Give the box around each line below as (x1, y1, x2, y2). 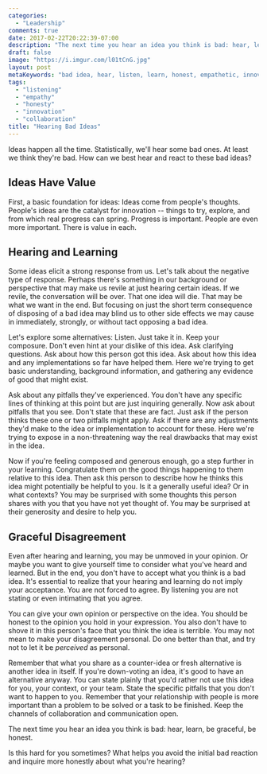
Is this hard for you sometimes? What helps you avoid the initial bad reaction (8, 749, 258, 758)
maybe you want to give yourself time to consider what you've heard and (8, 560, 248, 570)
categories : (8, 11, 48, 20)
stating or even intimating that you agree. (8, 593, 143, 603)
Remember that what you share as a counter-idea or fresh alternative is (8, 658, 242, 668)
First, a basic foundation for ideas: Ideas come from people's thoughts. (8, 196, 241, 207)
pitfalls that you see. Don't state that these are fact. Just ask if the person (8, 407, 249, 417)
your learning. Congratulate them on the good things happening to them (8, 465, 244, 474)
